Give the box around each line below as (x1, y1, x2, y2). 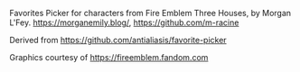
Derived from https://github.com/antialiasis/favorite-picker (9, 35, 228, 45)
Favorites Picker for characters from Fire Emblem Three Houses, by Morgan (9, 8, 292, 18)
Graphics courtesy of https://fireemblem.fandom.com (9, 52, 209, 62)
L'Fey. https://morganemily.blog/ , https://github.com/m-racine (9, 17, 239, 28)
